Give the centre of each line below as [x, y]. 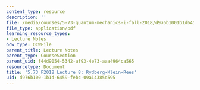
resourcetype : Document [36, 67]
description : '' [26, 17]
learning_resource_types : [38, 34]
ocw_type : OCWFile [29, 45]
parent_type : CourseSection [41, 56]
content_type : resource [36, 12]
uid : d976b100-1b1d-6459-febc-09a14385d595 [61, 78]
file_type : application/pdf [41, 28]
